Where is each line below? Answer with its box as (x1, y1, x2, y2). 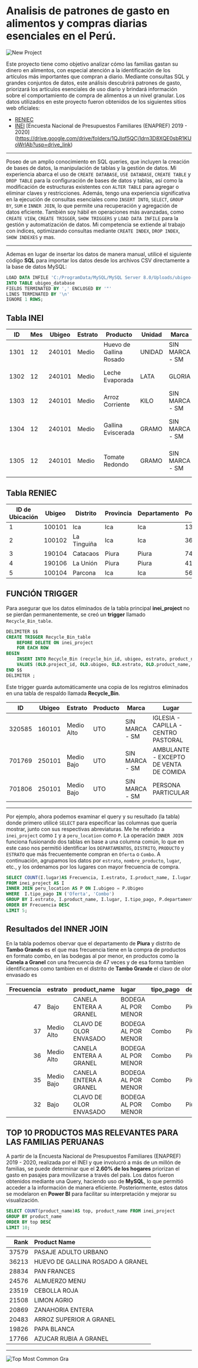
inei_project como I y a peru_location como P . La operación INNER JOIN (6, 832, 184, 839)
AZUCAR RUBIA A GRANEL (34, 1334, 109, 1343)
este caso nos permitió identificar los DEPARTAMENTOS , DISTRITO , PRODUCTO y (6, 844, 184, 851)
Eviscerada (103, 429, 134, 437)
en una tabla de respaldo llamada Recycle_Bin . (6, 690, 121, 697)
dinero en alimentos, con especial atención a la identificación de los (6, 66, 171, 73)
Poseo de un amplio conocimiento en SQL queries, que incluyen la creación (6, 158, 190, 165)
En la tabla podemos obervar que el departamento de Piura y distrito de (6, 939, 181, 947)
